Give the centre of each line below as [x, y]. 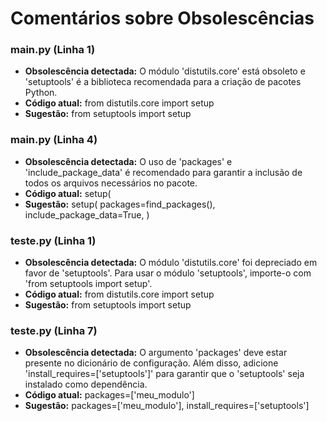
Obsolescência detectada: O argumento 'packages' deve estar [156, 353]
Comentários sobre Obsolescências [162, 18]
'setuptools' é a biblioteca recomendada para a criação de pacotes [163, 82]
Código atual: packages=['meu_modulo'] [109, 395]
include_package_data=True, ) [87, 214]
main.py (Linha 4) [54, 140]
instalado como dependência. [86, 384]
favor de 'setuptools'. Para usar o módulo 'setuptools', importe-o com [168, 273]
